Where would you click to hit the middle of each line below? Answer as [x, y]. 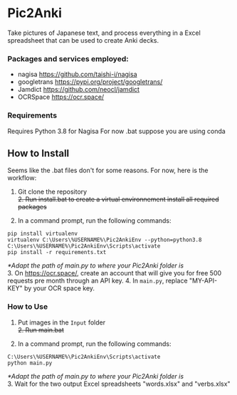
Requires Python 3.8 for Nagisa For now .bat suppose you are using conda [116, 131]
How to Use [28, 307]
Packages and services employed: [68, 58]
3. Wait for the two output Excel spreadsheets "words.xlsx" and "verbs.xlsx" [119, 384]
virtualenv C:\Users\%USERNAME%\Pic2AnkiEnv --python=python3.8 [105, 240]
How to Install [38, 153]
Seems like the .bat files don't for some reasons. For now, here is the [108, 170]
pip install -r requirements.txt [57, 253]
